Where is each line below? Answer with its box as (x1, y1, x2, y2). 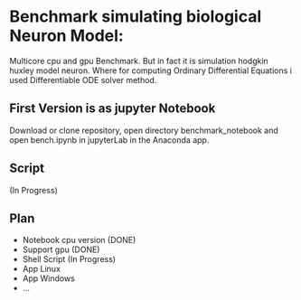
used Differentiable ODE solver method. (9, 74, 157, 85)
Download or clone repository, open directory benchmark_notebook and (9, 125, 278, 136)
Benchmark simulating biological (9, 6, 262, 27)
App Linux (22, 264, 61, 275)
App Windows (22, 273, 75, 284)
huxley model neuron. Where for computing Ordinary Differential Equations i (9, 65, 292, 76)
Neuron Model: (9, 25, 124, 46)
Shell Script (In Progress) (22, 254, 116, 265)
